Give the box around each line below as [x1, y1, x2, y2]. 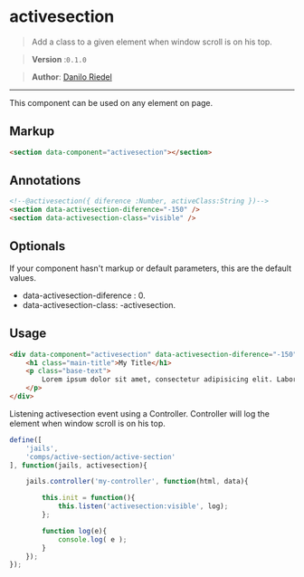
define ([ [9, 435, 43, 445]
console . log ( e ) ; [57, 534, 128, 544]
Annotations [9, 173, 81, 188]
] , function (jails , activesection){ [9, 460, 147, 470]
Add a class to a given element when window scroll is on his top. [31, 36, 273, 47]
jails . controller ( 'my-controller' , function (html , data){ [25, 477, 249, 486]
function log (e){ [42, 526, 107, 535]
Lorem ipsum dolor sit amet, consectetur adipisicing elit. [42, 375, 273, 384]
